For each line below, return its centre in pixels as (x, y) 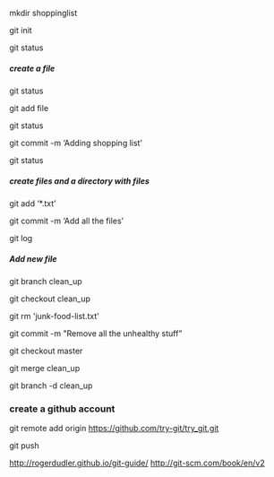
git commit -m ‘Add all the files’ (66, 221)
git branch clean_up (46, 281)
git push (25, 446)
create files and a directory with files (80, 181)
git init (21, 30)
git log (21, 238)
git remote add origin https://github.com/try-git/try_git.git (114, 429)
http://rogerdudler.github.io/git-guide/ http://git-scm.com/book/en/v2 (137, 463)
